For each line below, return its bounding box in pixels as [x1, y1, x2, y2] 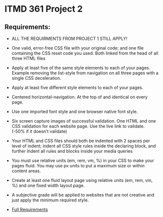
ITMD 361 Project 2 [4, 3, 83, 15]
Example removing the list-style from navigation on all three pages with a [11, 70, 159, 76]
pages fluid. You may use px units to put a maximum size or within [11, 163, 145, 168]
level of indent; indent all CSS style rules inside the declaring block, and [11, 143, 156, 149]
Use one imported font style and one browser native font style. [11, 108, 138, 114]
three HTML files [11, 55, 46, 61]
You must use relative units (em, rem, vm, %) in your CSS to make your [11, 158, 154, 163]
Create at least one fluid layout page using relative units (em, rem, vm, [11, 178, 153, 183]
